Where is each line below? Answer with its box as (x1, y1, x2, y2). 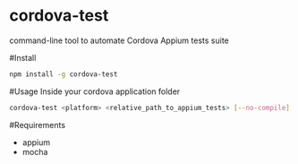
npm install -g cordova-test (9, 69, 118, 79)
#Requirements (9, 119, 65, 130)
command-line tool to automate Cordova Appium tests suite (9, 35, 230, 46)
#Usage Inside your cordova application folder (9, 86, 181, 97)
